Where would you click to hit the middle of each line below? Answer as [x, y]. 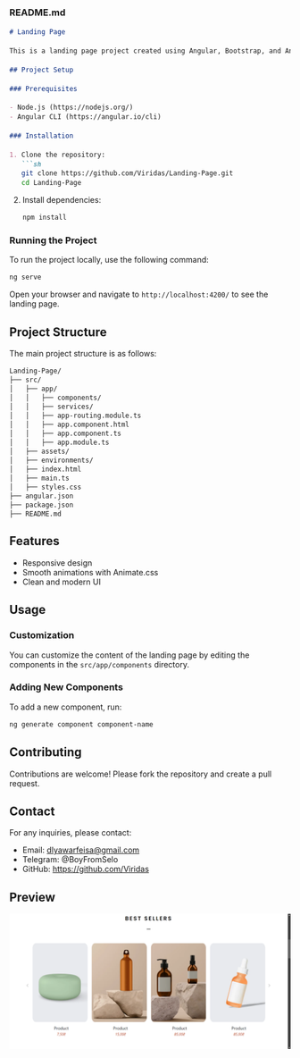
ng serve [25, 277]
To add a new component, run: [66, 707]
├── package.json [42, 505]
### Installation [42, 136]
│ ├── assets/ [39, 452]
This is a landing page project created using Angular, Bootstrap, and [145, 51]
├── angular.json [42, 496]
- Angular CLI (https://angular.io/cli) [86, 117]
